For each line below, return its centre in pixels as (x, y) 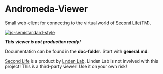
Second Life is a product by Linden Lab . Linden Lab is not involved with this (82, 61)
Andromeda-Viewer (47, 9)
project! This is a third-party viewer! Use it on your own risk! (66, 66)
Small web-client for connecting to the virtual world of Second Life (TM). (78, 23)
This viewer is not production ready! (43, 42)
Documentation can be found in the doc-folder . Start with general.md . (77, 51)
